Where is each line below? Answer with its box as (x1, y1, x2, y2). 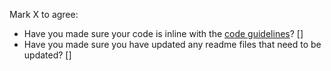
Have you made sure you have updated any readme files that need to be (23, 39, 322, 50)
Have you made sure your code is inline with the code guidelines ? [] (23, 28, 304, 39)
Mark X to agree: (9, 9, 79, 20)
